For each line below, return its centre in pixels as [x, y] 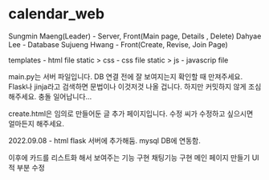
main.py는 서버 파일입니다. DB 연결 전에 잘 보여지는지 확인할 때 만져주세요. [126, 76]
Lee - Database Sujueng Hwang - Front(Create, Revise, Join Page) [118, 44]
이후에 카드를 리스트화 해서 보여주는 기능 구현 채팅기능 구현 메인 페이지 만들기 [129, 158]
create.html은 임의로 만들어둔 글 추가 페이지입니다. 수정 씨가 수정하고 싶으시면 [131, 114]
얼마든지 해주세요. [37, 123]
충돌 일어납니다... [65, 96]
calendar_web [57, 14]
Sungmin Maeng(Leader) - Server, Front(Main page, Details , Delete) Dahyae [135, 36]
